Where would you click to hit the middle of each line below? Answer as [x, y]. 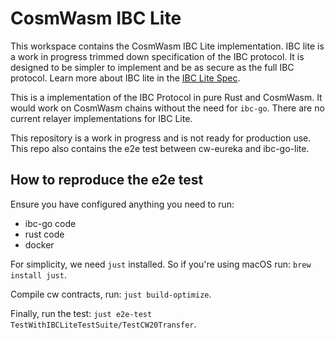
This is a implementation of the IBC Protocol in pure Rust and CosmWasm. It [166, 97]
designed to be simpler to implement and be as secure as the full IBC [152, 67]
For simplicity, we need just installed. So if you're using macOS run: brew [161, 264]
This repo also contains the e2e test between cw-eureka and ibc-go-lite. [160, 148]
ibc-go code [50, 223]
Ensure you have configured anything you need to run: [122, 204]
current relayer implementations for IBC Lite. [101, 118]
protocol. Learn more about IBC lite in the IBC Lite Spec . [125, 78]
